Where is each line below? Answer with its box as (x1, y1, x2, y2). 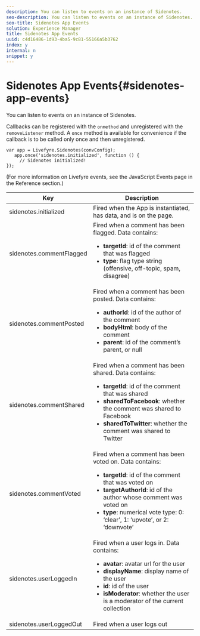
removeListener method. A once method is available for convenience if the (6, 129, 186, 136)
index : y (6, 42, 28, 48)
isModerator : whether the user (103, 589, 190, 597)
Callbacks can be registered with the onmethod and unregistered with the (6, 123, 183, 130)
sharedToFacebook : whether (103, 397, 186, 405)
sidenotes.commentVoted (9, 489, 82, 498)
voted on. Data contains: (93, 457, 161, 465)
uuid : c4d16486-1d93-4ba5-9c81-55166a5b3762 (6, 36, 118, 42)
